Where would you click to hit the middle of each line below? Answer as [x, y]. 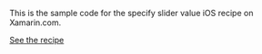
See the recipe [37, 40]
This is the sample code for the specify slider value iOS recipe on [131, 13]
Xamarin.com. [35, 22]
